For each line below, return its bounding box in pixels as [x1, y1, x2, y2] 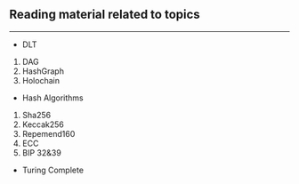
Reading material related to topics [9, 7, 200, 22]
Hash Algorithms [21, 92, 85, 103]
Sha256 [21, 109, 52, 120]
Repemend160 [21, 128, 76, 139]
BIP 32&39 [21, 147, 62, 158]
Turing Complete [21, 164, 85, 175]
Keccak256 [21, 119, 65, 130]
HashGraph [21, 66, 65, 76]
